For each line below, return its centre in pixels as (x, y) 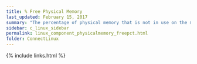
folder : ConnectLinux (33, 39)
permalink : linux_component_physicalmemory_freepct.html (77, 33)
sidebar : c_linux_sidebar (38, 28)
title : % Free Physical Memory (44, 11)
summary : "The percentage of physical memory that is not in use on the (97, 22)
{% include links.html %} (36, 55)
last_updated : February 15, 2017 (47, 17)
